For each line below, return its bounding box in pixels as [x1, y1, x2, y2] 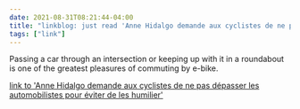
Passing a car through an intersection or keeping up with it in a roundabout [9, 54, 284, 65]
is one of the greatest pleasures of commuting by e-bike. [9, 63, 219, 74]
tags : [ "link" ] [9, 29, 66, 38]
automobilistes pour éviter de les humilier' [9, 90, 163, 100]
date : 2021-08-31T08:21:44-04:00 [9, 12, 134, 22]
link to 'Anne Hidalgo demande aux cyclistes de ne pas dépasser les [9, 81, 260, 91]
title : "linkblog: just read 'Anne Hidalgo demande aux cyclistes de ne [9, 21, 286, 30]
